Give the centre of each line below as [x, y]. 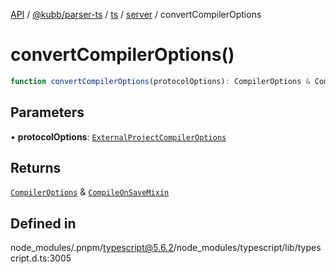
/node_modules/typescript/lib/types [247, 248]
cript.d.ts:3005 [41, 258]
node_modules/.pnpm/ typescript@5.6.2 [92, 248]
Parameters [47, 112]
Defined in [43, 223]
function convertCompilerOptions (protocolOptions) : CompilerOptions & [160, 81]
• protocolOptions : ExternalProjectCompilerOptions [118, 136]
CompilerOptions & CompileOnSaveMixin [90, 192]
